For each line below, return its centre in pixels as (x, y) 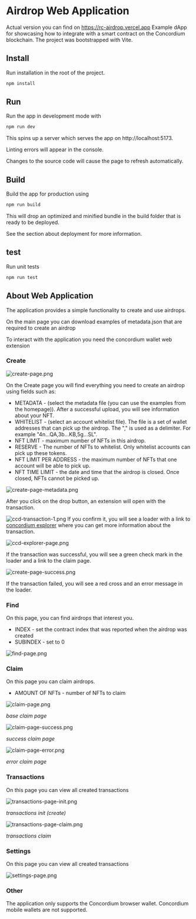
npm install (21, 83)
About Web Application (50, 296)
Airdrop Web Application (68, 11)
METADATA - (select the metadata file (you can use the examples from (100, 402)
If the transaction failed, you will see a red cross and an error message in (94, 583)
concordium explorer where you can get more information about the (88, 525)
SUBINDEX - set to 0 (39, 642)
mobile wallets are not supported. (47, 910)
